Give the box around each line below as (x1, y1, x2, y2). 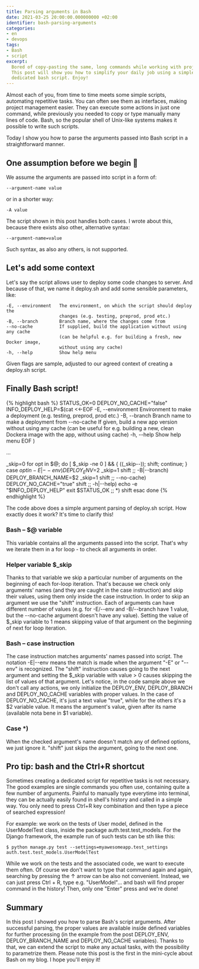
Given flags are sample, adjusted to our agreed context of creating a (6, 360, 173, 367)
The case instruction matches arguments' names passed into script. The (6, 653, 183, 660)
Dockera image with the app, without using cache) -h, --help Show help (6, 431, 182, 438)
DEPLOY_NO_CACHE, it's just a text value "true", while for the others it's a (6, 697, 186, 704)
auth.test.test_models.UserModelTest (6, 850, 99, 856)
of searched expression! (6, 809, 66, 816)
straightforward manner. (6, 141, 65, 148)
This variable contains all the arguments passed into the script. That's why (6, 539, 188, 547)
